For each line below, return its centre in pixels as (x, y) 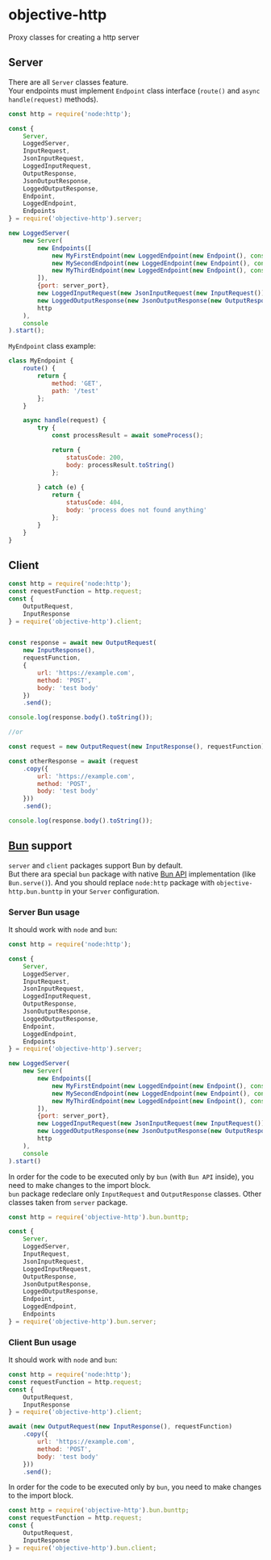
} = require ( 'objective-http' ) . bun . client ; (83, 1548)
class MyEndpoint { (41, 361)
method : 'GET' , (77, 383)
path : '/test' (75, 391)
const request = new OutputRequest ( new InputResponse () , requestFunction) (137, 747)
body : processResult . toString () (120, 465)
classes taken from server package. (68, 1202)
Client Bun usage (42, 1342)
